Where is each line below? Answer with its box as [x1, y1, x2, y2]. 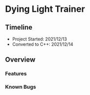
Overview [5, 56, 36, 64]
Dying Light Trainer [5, 3, 85, 15]
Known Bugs [5, 84, 36, 91]
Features [5, 70, 27, 77]
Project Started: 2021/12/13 [12, 36, 67, 42]
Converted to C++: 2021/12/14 [12, 41, 74, 47]
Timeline [5, 23, 33, 32]
